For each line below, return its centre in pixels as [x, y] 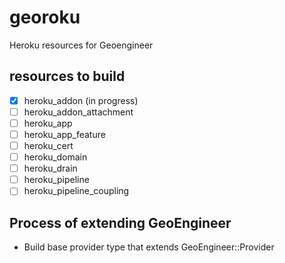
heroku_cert [48, 145]
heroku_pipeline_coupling [76, 191]
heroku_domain [55, 157]
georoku [45, 17]
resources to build [67, 76]
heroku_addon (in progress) [81, 100]
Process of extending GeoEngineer [120, 222]
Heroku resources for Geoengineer [81, 45]
